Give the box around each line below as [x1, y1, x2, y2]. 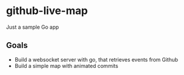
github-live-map [6, 4, 88, 18]
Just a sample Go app [6, 23, 59, 30]
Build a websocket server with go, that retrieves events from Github [14, 56, 178, 63]
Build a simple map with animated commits [14, 62, 119, 69]
